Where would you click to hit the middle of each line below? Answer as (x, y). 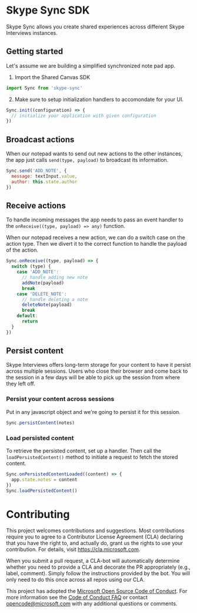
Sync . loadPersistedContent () (42, 491)
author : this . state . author (44, 182)
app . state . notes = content (44, 480)
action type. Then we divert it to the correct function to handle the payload (96, 244)
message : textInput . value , (44, 176)
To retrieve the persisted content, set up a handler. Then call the (84, 451)
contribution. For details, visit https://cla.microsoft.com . (73, 549)
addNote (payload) (43, 283)
